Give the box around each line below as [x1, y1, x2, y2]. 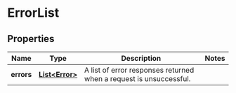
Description [121, 54, 162, 63]
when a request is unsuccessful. [84, 74, 191, 83]
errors [11, 70, 32, 79]
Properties [7, 33, 55, 45]
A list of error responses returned [84, 65, 195, 75]
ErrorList [7, 5, 60, 21]
